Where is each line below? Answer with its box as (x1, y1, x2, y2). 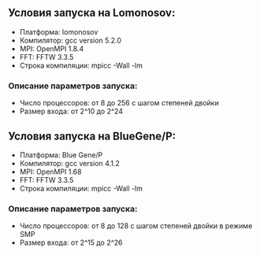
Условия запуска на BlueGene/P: (8, 129, 176, 142)
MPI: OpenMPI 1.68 (19, 167, 82, 176)
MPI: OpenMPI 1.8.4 (19, 43, 84, 54)
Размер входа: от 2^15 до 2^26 (19, 238, 124, 247)
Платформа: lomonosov (19, 27, 98, 36)
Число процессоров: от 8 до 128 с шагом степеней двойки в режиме (19, 221, 253, 231)
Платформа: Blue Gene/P (19, 150, 103, 160)
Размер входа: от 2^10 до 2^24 (19, 106, 124, 116)
